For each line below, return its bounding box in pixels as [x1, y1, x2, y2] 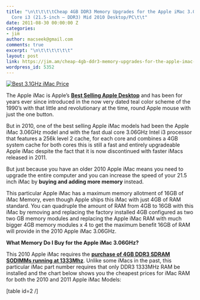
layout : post [6, 53, 39, 59]
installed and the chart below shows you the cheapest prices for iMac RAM [6, 270, 190, 277]
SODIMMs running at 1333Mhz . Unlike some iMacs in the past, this [6, 257, 172, 264]
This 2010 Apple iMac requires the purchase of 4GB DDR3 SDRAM [6, 251, 171, 258]
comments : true [6, 42, 44, 48]
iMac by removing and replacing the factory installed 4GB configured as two [6, 209, 193, 216]
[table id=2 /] [6, 287, 39, 295]
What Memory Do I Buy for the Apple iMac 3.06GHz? [6, 239, 139, 246]
